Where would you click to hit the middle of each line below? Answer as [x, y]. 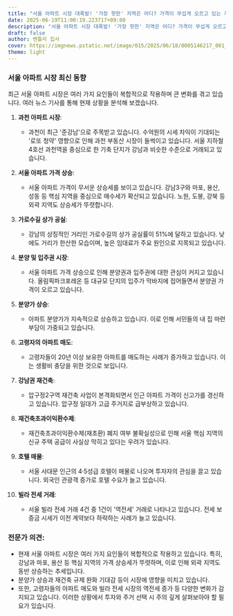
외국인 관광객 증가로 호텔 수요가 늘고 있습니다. [105, 480]
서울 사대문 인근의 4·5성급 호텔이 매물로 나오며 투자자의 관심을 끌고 [119, 471]
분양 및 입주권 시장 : [43, 257]
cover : [17, 46]
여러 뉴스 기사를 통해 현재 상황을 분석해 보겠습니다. [91, 103]
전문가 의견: [26, 538]
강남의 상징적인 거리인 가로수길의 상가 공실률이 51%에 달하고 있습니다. [123, 234]
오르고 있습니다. [63, 290]
